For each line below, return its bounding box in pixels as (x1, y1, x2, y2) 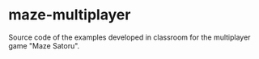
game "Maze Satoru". (8, 40, 80, 50)
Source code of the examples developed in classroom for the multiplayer (8, 32, 251, 42)
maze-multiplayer (8, 6, 131, 24)
